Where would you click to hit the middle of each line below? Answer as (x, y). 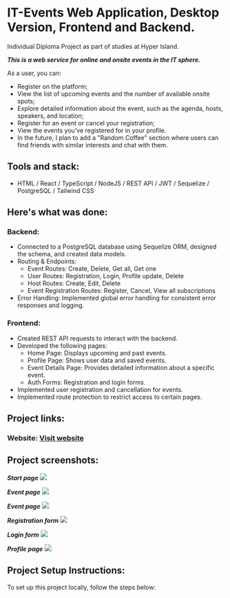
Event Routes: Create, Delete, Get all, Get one (92, 269)
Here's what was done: (57, 213)
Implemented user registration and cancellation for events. (100, 389)
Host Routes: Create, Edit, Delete (74, 283)
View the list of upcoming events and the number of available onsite (113, 94)
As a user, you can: (34, 73)
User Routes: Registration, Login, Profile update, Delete (106, 276)
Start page (23, 477)
